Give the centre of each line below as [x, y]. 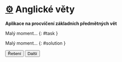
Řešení [15, 54]
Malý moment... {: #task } [32, 33]
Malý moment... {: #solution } [35, 43]
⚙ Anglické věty [40, 9]
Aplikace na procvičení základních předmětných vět [61, 23]
